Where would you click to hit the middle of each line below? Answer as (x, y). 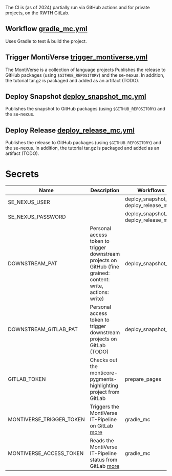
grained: (100, 273)
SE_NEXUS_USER (29, 202)
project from (105, 392)
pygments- (103, 379)
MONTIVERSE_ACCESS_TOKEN (46, 454)
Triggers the (104, 407)
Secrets (22, 174)
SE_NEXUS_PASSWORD (37, 217)
